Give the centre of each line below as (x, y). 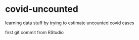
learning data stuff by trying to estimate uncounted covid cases (70, 23)
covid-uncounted (42, 9)
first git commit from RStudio (35, 32)
